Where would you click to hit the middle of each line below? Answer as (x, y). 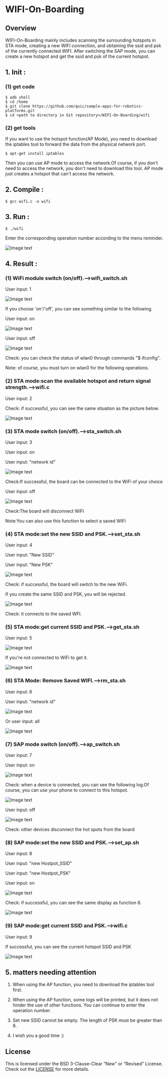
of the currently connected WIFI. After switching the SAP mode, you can (80, 51)
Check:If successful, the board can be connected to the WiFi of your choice (84, 481)
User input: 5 (19, 638)
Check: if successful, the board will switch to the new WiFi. (67, 584)
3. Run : (17, 217)
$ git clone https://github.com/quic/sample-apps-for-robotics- (74, 106)
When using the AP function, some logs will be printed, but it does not (85, 1000)
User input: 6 (19, 691)
